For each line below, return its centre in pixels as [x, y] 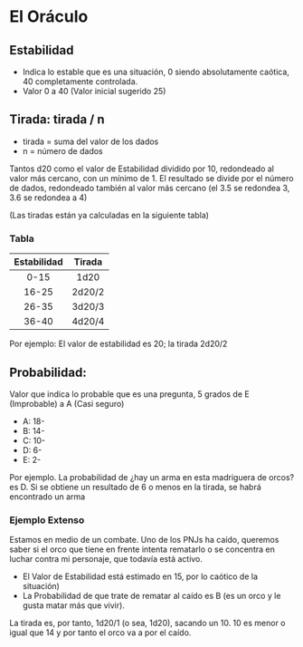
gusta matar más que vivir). [73, 605]
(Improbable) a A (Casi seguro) [67, 403]
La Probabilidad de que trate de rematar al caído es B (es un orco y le [151, 596]
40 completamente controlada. [80, 82]
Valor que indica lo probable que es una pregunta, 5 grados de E [130, 394]
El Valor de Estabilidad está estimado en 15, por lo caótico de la [140, 576]
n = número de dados [63, 150]
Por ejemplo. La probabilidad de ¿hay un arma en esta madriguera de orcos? [152, 477]
